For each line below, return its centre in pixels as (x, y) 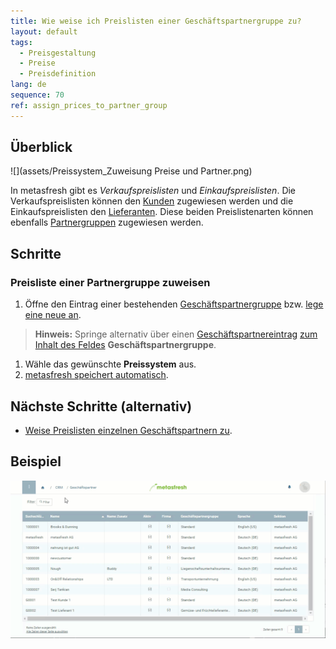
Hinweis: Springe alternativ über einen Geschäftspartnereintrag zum (176, 334)
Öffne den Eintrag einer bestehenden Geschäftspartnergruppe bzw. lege (174, 304)
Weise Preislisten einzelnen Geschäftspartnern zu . (128, 430)
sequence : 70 (37, 95)
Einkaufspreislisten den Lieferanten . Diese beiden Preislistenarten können (162, 212)
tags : (21, 42)
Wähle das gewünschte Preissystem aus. (110, 364)
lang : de (28, 85)
